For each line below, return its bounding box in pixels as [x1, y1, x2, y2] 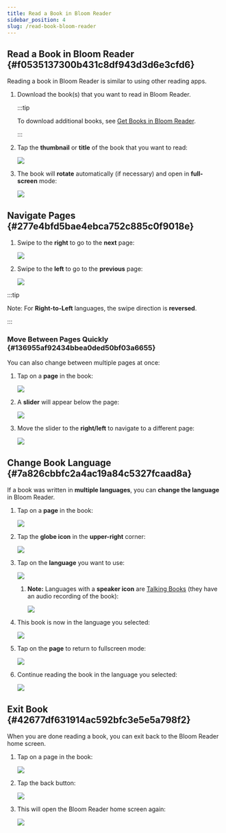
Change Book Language [7, 457, 112, 468]
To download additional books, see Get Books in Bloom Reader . [16, 117, 197, 125]
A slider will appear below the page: [16, 398, 120, 407]
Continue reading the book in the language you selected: [16, 671, 178, 679]
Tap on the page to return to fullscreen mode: [16, 644, 146, 653]
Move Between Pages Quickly [7, 334, 109, 343]
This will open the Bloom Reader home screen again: [16, 805, 166, 813]
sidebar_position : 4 [7, 16, 66, 23]
